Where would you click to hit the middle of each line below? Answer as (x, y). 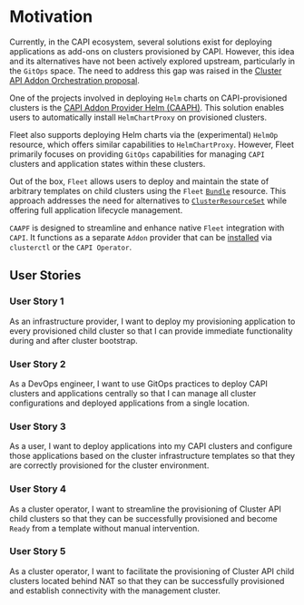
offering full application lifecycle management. (96, 210)
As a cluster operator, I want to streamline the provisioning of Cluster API (145, 509)
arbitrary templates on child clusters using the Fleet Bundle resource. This (148, 190)
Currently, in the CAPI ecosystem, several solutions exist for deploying (141, 42)
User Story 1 (37, 301)
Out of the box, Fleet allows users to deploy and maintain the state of (139, 181)
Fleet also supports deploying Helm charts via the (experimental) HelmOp (144, 134)
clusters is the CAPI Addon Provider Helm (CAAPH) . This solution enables (147, 107)
